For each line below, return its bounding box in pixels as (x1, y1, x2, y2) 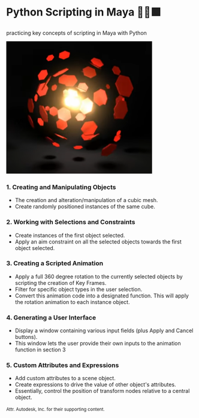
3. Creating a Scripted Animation (6, 259, 104, 267)
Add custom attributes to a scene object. (14, 375, 116, 382)
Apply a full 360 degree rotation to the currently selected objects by (14, 273, 183, 280)
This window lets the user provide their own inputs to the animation (14, 340, 181, 347)
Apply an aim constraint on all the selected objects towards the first (14, 238, 182, 245)
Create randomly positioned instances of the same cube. (14, 203, 156, 210)
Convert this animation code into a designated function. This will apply (14, 292, 189, 299)
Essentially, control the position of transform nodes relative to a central (14, 387, 190, 395)
